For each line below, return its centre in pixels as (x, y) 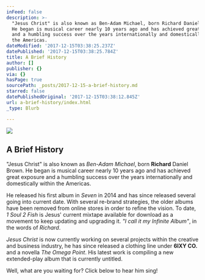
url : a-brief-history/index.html (49, 102)
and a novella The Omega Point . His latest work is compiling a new (90, 253)
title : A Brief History (37, 57)
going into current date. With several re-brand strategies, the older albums (100, 202)
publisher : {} (24, 68)
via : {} (16, 74)
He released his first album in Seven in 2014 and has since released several (101, 195)
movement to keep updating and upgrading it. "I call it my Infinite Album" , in (102, 221)
